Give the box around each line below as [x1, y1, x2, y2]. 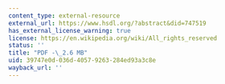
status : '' [8, 42, 45, 50]
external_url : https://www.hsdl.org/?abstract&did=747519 [8, 19, 207, 27]
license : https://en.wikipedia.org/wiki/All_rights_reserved [8, 34, 218, 42]
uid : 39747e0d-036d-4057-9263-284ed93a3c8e [8, 57, 157, 65]
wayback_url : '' [8, 64, 63, 72]
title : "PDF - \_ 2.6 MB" [8, 49, 88, 57]
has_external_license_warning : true [8, 26, 131, 34]
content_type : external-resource [8, 11, 121, 20]
